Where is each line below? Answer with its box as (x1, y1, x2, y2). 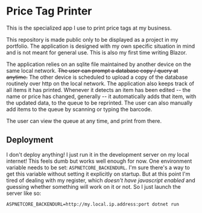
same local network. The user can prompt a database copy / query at (6, 67, 178, 74)
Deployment (6, 135, 54, 145)
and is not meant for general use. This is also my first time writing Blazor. (6, 48, 188, 56)
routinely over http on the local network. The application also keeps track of (6, 80, 195, 87)
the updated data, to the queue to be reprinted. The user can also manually (6, 99, 193, 106)
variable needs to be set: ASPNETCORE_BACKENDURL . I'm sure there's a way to (6, 163, 190, 171)
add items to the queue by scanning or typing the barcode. (6, 105, 153, 113)
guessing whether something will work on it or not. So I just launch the (6, 183, 181, 190)
